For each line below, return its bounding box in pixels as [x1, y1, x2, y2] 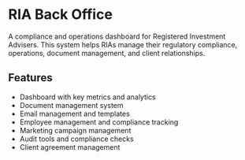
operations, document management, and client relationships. [8, 48, 206, 58]
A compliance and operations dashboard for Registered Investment [8, 32, 226, 41]
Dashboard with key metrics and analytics [19, 92, 156, 102]
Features [8, 71, 53, 84]
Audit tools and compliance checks [19, 134, 134, 143]
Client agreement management [19, 142, 121, 151]
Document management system [19, 100, 124, 110]
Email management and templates [19, 109, 130, 118]
